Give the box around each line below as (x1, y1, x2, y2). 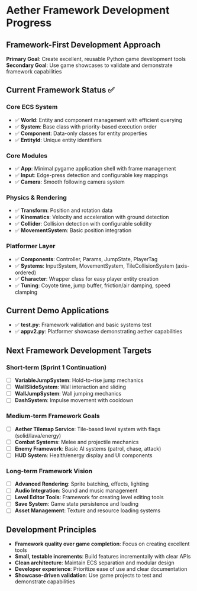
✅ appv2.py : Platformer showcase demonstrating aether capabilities (14, 328, 182, 335)
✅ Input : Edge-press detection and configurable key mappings (14, 171, 169, 178)
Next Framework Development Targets (6, 345, 152, 355)
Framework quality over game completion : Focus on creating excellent (14, 540, 190, 548)
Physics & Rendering (6, 193, 67, 201)
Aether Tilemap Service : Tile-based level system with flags (14, 425, 161, 432)
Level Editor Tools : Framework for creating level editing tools (14, 494, 164, 501)
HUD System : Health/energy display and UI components (14, 451, 153, 459)
